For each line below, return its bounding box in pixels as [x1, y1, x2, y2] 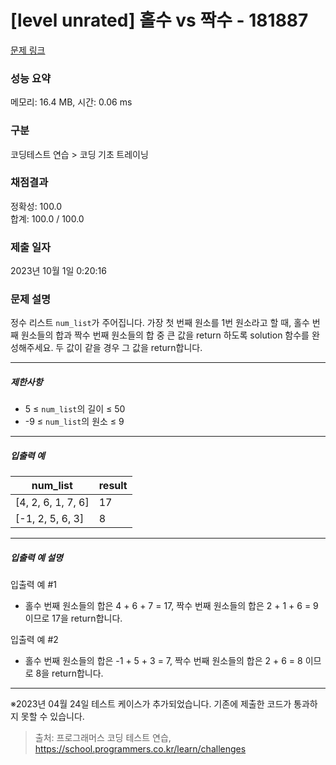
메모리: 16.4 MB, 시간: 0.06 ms [10, 96, 133, 108]
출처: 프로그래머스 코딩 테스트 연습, [34, 732, 172, 744]
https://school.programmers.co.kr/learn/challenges [34, 743, 247, 755]
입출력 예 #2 [10, 634, 59, 646]
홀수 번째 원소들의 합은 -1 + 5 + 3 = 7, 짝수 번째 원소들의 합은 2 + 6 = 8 [24, 655, 303, 667]
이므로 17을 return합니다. [24, 612, 123, 625]
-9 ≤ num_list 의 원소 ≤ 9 [24, 416, 125, 428]
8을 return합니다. [35, 667, 104, 680]
